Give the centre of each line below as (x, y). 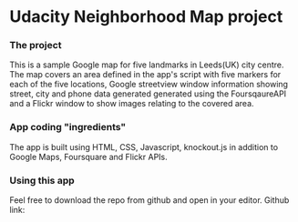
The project (36, 45)
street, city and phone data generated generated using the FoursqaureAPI (148, 94)
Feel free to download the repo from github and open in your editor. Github (149, 200)
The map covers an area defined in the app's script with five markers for (145, 75)
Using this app (42, 180)
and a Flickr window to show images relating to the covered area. (132, 104)
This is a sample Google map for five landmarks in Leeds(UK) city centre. (147, 65)
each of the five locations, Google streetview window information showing (149, 85)
